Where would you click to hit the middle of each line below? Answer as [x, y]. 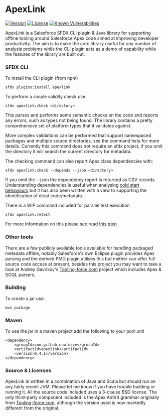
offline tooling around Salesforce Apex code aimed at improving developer [82, 38]
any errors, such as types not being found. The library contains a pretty [79, 120]
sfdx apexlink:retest [28, 215]
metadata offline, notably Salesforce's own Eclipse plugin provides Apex [80, 253]
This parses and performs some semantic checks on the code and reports [82, 115]
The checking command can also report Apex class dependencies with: [79, 161]
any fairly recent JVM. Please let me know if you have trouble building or [80, 387]
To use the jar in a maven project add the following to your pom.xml [75, 331]
